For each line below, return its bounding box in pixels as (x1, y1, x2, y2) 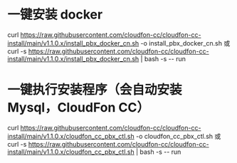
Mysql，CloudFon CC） (7, 100, 149, 116)
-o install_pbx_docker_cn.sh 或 (140, 38, 231, 47)
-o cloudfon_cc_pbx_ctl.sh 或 (135, 132, 221, 140)
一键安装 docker (7, 6, 103, 23)
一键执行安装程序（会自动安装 (7, 82, 183, 98)
